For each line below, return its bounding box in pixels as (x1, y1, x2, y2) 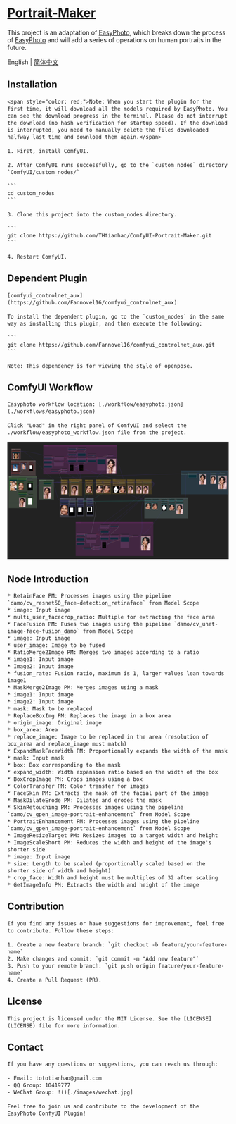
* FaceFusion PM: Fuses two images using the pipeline (7, 620, 171, 628)
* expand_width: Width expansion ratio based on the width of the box (7, 768, 218, 776)
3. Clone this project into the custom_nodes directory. (7, 211, 178, 218)
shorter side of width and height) (7, 867, 112, 875)
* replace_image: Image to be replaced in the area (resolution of (7, 733, 209, 741)
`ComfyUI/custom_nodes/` (7, 168, 80, 175)
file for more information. (38, 1022, 121, 1030)
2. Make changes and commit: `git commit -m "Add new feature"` (7, 955, 199, 963)
